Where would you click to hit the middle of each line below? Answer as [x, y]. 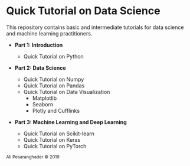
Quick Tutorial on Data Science [83, 11]
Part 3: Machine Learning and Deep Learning [71, 122]
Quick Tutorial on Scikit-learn [59, 134]
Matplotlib [45, 98]
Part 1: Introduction [39, 45]
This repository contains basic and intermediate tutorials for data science [95, 27]
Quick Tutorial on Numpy [54, 79]
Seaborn [43, 104]
